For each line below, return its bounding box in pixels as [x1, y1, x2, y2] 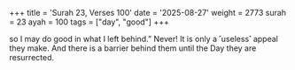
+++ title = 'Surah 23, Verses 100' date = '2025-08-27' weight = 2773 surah [9, 8, 286, 17]
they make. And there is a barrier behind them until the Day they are [9, 43, 257, 53]
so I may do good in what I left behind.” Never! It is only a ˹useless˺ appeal [9, 34, 279, 44]
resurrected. [9, 52, 55, 62]
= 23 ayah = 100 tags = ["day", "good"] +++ [9, 17, 170, 27]
